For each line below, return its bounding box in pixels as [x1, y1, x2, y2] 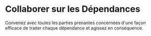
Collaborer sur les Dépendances [5, 3, 141, 15]
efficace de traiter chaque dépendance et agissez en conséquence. [5, 25, 144, 31]
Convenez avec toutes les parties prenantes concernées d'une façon [5, 20, 146, 26]
